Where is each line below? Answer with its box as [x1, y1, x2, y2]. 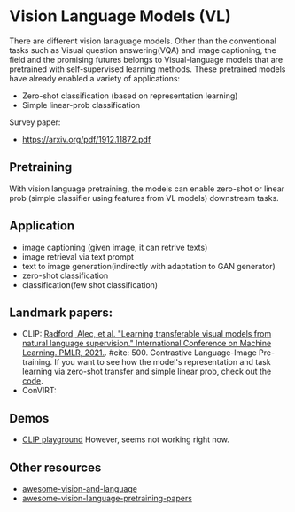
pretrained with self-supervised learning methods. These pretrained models [9, 64, 286, 74]
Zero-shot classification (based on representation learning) [21, 90, 238, 101]
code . [21, 376, 43, 386]
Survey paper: [9, 117, 61, 128]
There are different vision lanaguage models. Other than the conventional [9, 35, 276, 46]
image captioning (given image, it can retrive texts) [21, 242, 208, 252]
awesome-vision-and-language [21, 484, 137, 493]
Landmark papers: [9, 305, 113, 320]
